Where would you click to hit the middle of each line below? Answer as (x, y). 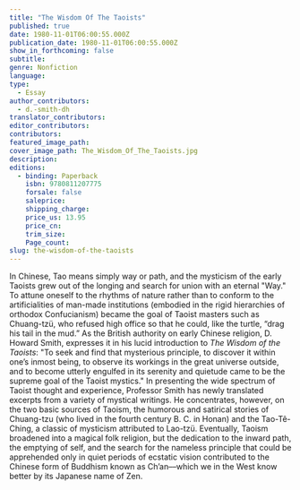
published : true (39, 26)
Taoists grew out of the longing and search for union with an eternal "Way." (148, 286)
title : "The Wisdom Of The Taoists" (77, 17)
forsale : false (54, 193)
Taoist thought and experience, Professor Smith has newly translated (137, 391)
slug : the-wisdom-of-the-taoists (72, 251)
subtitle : (28, 59)
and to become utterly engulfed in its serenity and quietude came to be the (147, 372)
